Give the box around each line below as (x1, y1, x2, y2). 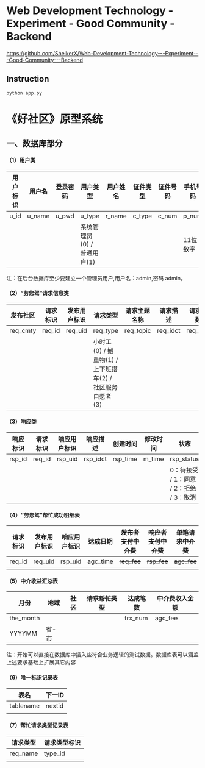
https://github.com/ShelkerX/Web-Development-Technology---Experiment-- (6, 49, 199, 57)
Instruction (6, 74, 49, 84)
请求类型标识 (43, 738, 81, 747)
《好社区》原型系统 (6, 112, 103, 126)
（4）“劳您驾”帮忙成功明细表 (6, 511, 81, 519)
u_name (27, 212, 50, 220)
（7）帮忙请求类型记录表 (6, 722, 69, 729)
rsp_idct (83, 455, 107, 463)
